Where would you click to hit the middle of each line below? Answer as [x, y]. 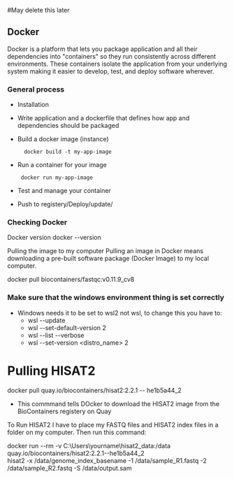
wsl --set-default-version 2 [67, 327]
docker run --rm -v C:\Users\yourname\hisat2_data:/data [89, 445]
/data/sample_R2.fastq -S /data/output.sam [70, 468]
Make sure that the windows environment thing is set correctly [116, 298]
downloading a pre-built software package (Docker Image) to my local [108, 259]
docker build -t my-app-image [68, 152]
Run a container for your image [62, 165]
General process [36, 89]
